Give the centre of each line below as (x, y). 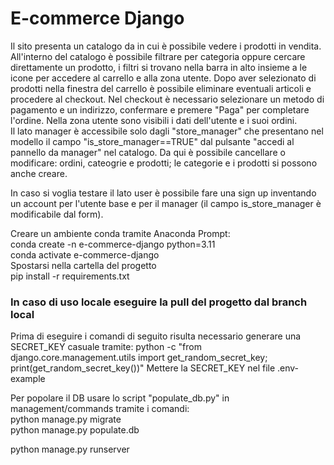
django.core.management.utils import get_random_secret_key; (139, 358)
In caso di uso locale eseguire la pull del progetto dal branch (159, 302)
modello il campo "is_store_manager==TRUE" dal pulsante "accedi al (152, 141)
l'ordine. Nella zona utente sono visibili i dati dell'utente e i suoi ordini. (154, 120)
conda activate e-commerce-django (85, 254)
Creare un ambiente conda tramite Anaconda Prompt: (120, 233)
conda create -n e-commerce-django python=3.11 (113, 244)
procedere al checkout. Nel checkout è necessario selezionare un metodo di (167, 99)
